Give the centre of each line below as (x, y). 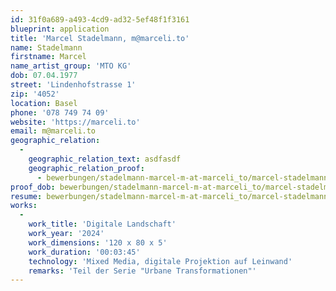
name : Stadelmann (46, 47)
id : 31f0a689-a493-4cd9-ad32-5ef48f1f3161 (100, 19)
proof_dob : (33, 187)
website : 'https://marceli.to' (75, 122)
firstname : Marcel (48, 57)
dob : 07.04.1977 (44, 76)
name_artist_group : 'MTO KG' (71, 66)
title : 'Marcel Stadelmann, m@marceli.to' (100, 38)
